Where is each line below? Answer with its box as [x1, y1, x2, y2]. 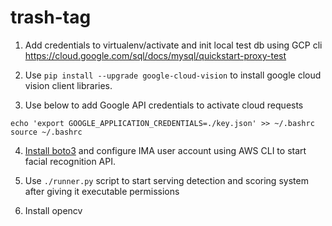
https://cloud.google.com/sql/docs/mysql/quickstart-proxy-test [24, 49, 287, 61]
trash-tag [10, 6, 92, 29]
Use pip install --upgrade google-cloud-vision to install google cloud [24, 69, 322, 81]
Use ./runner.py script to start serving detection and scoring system [24, 174, 309, 186]
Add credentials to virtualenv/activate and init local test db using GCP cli [24, 39, 323, 51]
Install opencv [24, 204, 83, 216]
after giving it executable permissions [24, 185, 180, 197]
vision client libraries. [24, 79, 113, 91]
